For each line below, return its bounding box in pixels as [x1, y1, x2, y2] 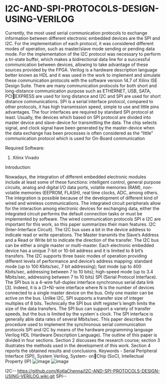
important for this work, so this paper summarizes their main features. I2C [5, 221, 156, 227]
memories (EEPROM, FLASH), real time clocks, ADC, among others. [20, 190, 159, 195]
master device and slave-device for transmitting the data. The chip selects [5, 120, 157, 126]
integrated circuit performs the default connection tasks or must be [5, 210, 143, 216]
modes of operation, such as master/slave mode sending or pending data [5, 46, 155, 52]
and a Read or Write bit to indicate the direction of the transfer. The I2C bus [5, 237, 159, 243]
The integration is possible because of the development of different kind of [5, 194, 159, 201]
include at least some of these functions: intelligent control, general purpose [5, 179, 161, 185]
